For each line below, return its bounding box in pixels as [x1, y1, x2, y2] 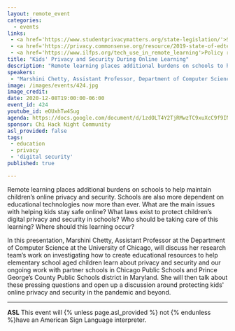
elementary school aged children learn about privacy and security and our [7, 258, 222, 267]
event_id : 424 [7, 101, 49, 108]
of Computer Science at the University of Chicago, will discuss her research [7, 243, 226, 252]
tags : [7, 134, 23, 141]
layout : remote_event [7, 10, 71, 17]
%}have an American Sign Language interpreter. [7, 316, 147, 324]
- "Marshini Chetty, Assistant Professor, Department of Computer [10, 75, 208, 83]
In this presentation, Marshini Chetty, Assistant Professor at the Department [7, 236, 225, 244]
